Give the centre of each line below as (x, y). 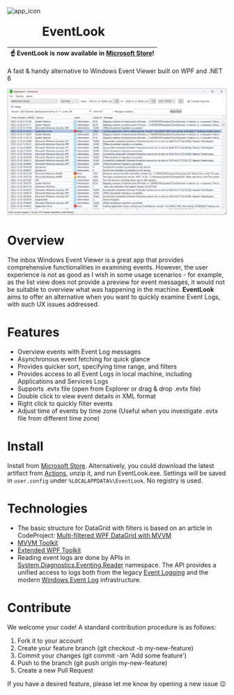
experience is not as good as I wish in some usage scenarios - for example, (116, 274)
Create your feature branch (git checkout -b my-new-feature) (105, 648)
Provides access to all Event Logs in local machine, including (104, 374)
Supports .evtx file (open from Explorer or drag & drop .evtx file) (109, 389)
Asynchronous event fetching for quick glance (84, 359)
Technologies (48, 508)
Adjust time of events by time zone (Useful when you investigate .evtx (117, 411)
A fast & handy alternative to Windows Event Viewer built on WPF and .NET (115, 71)
